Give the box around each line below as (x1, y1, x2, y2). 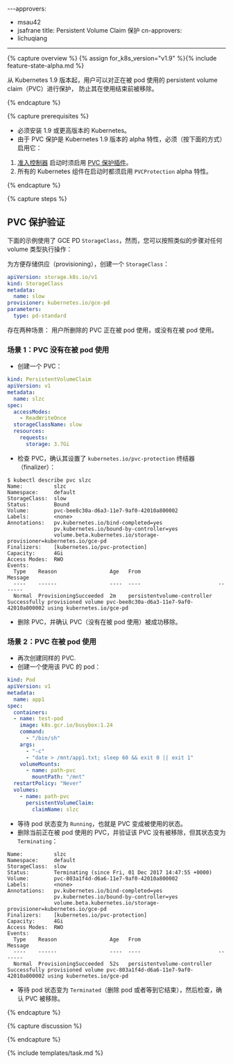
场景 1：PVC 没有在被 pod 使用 (7, 344, 110, 354)
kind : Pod (7, 676, 36, 683)
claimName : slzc (32, 806, 79, 813)
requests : (19, 434, 49, 441)
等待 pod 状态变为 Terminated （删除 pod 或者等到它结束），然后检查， (17, 985, 216, 994)
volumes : (13, 786, 39, 794)
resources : (13, 428, 45, 435)
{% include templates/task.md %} (7, 1049, 104, 1057)
